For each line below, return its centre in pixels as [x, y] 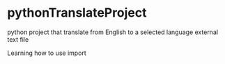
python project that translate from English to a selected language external [113, 32]
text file [18, 39]
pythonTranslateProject [77, 13]
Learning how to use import [47, 53]
